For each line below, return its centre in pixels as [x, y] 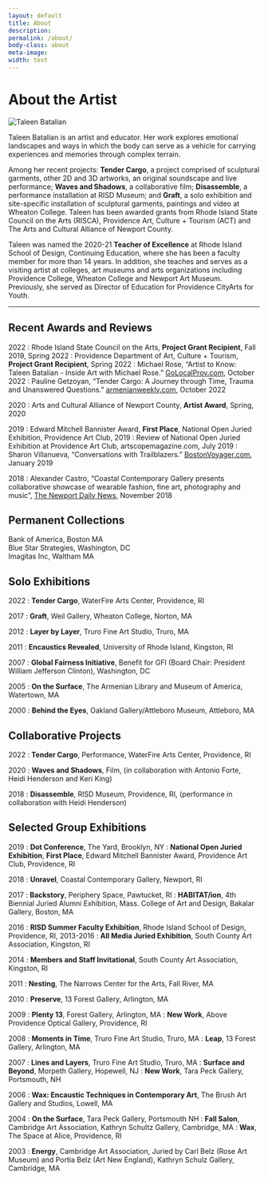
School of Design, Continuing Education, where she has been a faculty [124, 253]
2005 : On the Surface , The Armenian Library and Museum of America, [126, 686]
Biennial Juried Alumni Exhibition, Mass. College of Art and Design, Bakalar [132, 903]
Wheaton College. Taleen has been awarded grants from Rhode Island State [133, 211]
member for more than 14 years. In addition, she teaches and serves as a [128, 261]
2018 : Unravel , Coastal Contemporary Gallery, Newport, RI [105, 879]
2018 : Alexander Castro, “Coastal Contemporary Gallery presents [116, 478]
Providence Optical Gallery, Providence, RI [78, 1023]
